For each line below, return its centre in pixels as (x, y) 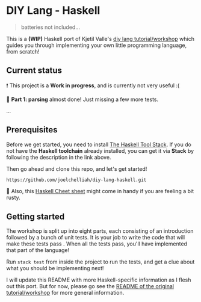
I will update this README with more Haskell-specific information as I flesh (99, 280)
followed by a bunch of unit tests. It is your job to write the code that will (96, 238)
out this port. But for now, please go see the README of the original (90, 286)
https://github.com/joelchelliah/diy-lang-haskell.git (76, 180)
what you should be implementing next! (55, 268)
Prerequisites (32, 130)
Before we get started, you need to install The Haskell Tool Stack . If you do (99, 144)
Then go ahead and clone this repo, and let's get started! (77, 168)
